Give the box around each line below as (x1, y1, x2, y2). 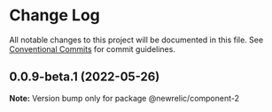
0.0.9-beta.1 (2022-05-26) (9, 70, 160, 85)
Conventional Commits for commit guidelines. (9, 43, 175, 54)
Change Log (9, 5, 100, 26)
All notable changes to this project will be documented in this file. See (9, 34, 264, 45)
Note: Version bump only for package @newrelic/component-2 (9, 93, 240, 103)
